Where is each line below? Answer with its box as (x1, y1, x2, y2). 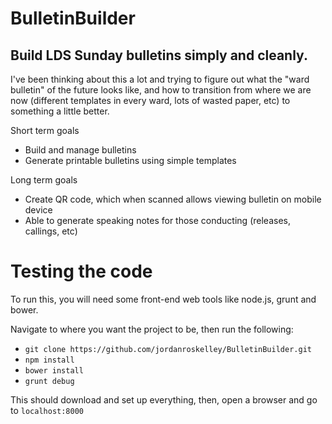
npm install (24, 355, 75, 365)
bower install (24, 365, 84, 376)
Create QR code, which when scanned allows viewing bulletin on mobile (24, 193, 322, 205)
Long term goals (10, 174, 78, 186)
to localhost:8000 (10, 404, 85, 416)
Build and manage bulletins (24, 144, 137, 156)
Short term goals (10, 125, 80, 136)
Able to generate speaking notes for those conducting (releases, (24, 215, 291, 226)
